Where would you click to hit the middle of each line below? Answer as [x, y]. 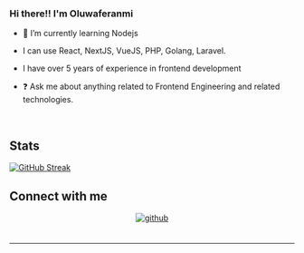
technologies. [48, 100]
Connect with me [59, 196]
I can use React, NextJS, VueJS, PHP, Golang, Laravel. [124, 51]
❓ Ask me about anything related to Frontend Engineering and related [151, 87]
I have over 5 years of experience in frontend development [132, 68]
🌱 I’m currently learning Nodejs [80, 34]
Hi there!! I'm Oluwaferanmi [71, 14]
